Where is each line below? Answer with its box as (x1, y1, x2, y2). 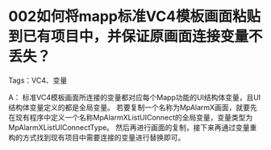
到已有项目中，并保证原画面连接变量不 (8, 27, 264, 46)
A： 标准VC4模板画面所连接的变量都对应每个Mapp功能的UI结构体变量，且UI (8, 92, 261, 102)
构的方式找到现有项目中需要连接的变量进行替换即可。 (8, 132, 186, 142)
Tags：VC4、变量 (8, 75, 68, 85)
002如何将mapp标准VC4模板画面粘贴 (8, 7, 261, 26)
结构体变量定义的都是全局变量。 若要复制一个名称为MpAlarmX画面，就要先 (8, 102, 257, 112)
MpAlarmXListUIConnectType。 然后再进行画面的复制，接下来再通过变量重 (8, 122, 257, 132)
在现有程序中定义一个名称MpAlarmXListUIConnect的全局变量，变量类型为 (8, 112, 253, 122)
